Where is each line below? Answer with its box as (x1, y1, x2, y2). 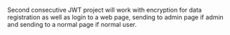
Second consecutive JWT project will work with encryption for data (7, 6, 202, 14)
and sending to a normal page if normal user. (7, 21, 137, 28)
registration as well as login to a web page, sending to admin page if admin (7, 13, 224, 21)
